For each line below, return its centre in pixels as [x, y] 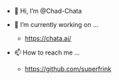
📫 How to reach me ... [47, 52]
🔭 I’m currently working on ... [56, 24]
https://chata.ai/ [48, 38]
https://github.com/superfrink [68, 69]
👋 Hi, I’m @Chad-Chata [48, 11]
